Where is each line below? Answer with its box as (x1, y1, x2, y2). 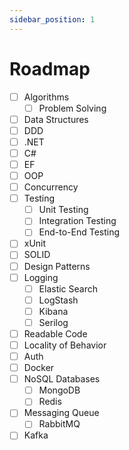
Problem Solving (38, 102, 107, 114)
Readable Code (23, 327, 88, 340)
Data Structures (23, 113, 89, 125)
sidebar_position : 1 (9, 14, 96, 25)
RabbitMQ (38, 418, 81, 430)
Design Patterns (23, 260, 91, 272)
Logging (23, 271, 59, 283)
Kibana (38, 305, 69, 317)
